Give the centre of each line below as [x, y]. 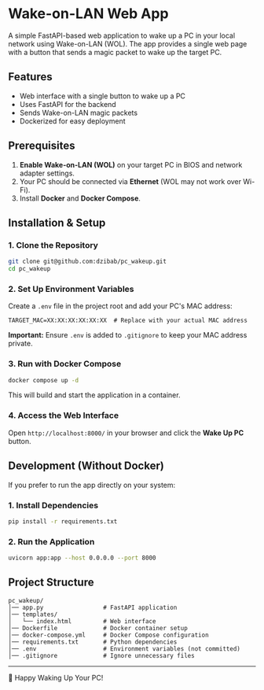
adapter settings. [47, 173]
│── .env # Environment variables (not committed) [125, 649]
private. [20, 344]
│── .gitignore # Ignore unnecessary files [101, 655]
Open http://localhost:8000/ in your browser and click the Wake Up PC [126, 433]
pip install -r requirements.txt [63, 521]
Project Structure [51, 583]
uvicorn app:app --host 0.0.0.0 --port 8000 [82, 558]
